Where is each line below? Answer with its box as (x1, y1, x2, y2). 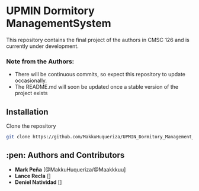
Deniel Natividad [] (14, 179, 62, 186)
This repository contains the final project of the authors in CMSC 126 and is (6, 36, 190, 43)
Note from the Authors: (6, 57, 75, 66)
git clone (6, 134, 31, 140)
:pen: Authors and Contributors (6, 150, 125, 160)
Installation (6, 106, 49, 116)
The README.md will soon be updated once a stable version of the (14, 83, 179, 90)
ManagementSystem (6, 17, 111, 30)
